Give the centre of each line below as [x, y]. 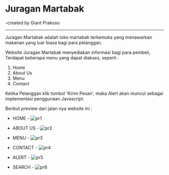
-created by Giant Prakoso [32, 23]
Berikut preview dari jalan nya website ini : [49, 108]
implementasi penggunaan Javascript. [45, 98]
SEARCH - [23, 167]
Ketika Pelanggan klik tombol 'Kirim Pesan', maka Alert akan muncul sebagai [84, 93]
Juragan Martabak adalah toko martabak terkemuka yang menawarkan [79, 37]
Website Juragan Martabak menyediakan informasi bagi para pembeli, [78, 52]
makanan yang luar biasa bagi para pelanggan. [54, 42]
